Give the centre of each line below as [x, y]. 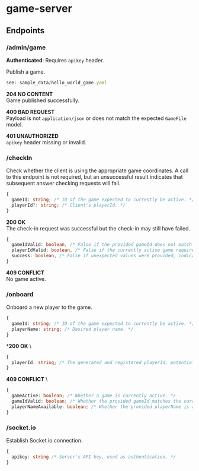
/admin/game [26, 48]
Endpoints [25, 31]
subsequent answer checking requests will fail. [63, 184]
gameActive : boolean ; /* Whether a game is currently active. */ [94, 396]
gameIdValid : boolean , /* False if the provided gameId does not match [102, 245]
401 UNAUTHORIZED [33, 136]
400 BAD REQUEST [31, 112]
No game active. [26, 279]
